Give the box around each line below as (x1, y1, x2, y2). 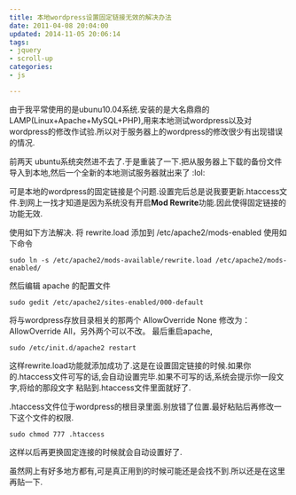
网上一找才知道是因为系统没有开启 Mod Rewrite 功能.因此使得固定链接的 (27, 197, 286, 208)
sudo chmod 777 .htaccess (9, 429, 105, 439)
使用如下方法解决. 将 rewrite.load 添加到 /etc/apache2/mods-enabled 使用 (9, 227, 280, 238)
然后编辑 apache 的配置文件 (9, 280, 111, 291)
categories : (9, 63, 53, 72)
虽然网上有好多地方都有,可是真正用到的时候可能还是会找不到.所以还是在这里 (9, 465, 286, 475)
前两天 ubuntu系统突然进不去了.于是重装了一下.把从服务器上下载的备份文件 (9, 156, 283, 167)
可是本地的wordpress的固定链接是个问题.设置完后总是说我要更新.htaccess (9, 185, 280, 196)
